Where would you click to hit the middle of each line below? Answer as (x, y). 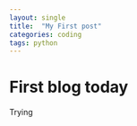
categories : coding (46, 34)
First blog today (69, 87)
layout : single (38, 18)
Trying (21, 112)
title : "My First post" (56, 26)
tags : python (34, 43)
